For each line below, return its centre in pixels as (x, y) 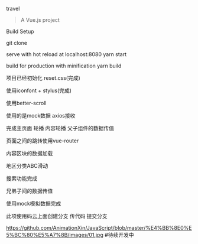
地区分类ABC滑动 (27, 166)
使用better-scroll (26, 103)
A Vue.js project (40, 20)
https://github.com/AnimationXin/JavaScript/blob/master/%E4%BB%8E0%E (99, 228)
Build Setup (20, 31)
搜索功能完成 (22, 178)
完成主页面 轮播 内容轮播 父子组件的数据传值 (60, 128)
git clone (17, 43)
